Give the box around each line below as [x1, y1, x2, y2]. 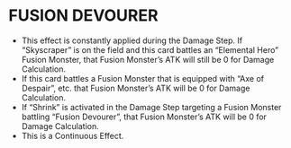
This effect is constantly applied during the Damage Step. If [21, 35, 243, 46]
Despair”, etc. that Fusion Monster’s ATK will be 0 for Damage [21, 83, 250, 93]
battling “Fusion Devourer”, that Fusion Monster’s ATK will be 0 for [21, 111, 268, 122]
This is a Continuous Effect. [21, 130, 124, 141]
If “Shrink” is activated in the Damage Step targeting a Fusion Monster [21, 101, 282, 112]
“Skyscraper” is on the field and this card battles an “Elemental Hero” [21, 44, 279, 55]
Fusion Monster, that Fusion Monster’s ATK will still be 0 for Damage [21, 54, 275, 65]
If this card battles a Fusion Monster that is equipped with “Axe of [21, 73, 265, 83]
